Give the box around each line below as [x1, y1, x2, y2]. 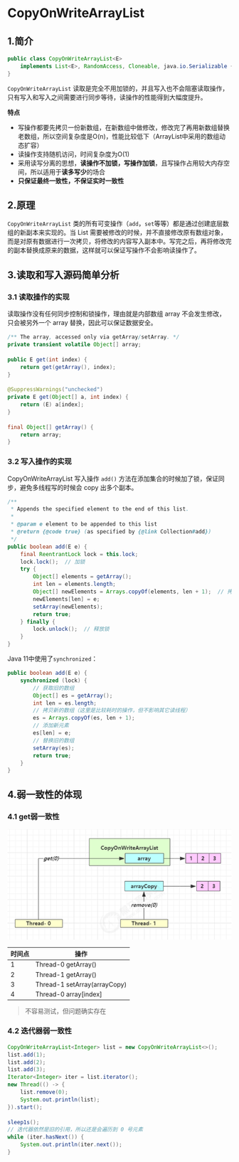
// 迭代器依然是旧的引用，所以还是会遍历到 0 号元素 [7, 1126, 144, 1134]
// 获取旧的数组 [33, 684, 75, 691]
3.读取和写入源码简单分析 [7, 269, 119, 281]
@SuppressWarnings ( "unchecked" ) [7, 386, 103, 393]
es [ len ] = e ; [33, 730, 72, 737]
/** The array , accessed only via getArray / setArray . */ [7, 334, 180, 341]
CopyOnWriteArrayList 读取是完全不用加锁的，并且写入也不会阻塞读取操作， [7, 84, 229, 92]
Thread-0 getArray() [35, 960, 97, 969]
